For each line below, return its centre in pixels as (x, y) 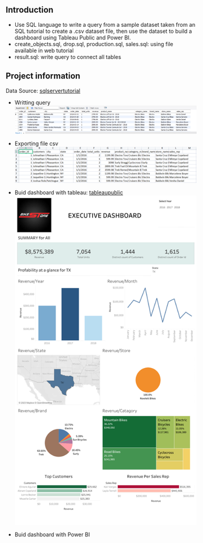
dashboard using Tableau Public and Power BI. (73, 37)
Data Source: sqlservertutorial (43, 90)
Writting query (32, 102)
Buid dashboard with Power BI (52, 534)
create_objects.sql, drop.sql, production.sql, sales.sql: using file (94, 44)
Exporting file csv (36, 144)
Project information (43, 76)
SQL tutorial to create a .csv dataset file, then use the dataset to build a (103, 31)
